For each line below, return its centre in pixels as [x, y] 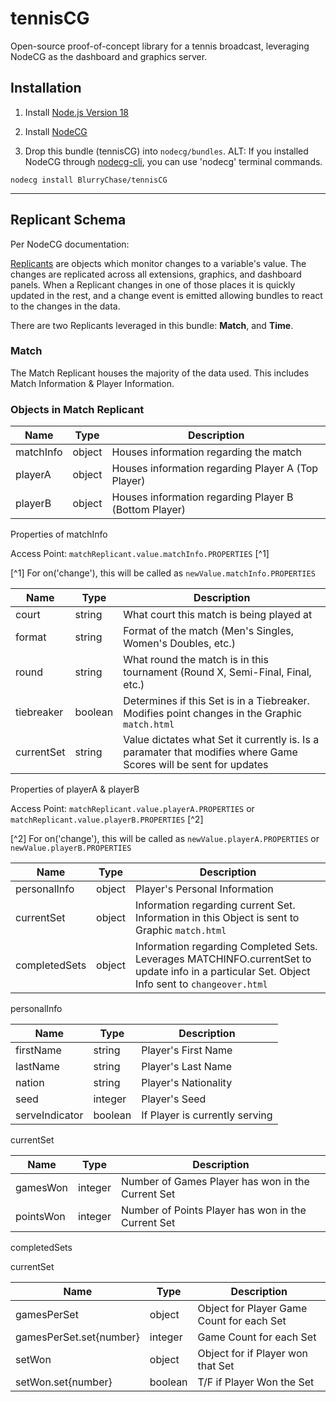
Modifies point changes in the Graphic [213, 714]
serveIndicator [49, 1115]
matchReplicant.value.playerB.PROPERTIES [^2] [107, 819]
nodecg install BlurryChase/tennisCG [89, 180]
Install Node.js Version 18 [77, 112]
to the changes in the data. [65, 306]
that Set [216, 1366]
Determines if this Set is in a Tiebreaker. [216, 701]
